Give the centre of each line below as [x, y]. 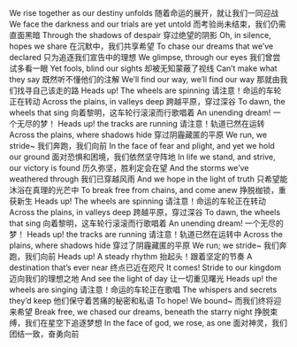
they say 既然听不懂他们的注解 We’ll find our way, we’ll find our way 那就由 [145, 79]
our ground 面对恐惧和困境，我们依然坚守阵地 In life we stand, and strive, [142, 157]
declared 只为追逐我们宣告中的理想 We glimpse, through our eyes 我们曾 [141, 57]
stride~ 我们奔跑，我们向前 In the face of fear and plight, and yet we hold [142, 146]
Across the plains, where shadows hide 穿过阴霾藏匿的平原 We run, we [138, 135]
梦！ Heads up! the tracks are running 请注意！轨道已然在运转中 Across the [146, 234]
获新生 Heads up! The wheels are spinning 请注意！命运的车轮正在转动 [138, 201]
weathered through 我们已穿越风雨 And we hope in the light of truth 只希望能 [148, 179]
